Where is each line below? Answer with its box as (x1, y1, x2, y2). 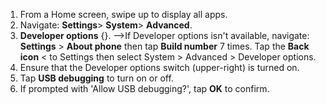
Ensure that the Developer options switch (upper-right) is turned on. (19, 62, 300, 73)
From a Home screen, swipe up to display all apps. (19, 9, 228, 20)
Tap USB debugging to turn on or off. (19, 72, 174, 84)
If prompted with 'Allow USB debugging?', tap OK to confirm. (19, 83, 270, 94)
